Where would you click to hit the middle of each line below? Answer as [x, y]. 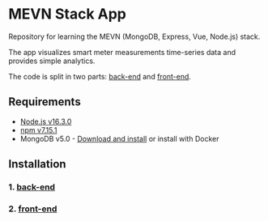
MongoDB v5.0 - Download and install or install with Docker [119, 138]
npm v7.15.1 [38, 130]
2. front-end [33, 209]
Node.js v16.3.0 [46, 121]
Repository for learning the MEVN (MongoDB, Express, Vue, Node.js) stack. [134, 36]
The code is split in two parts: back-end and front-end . [100, 76]
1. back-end [32, 187]
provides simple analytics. [52, 61]
